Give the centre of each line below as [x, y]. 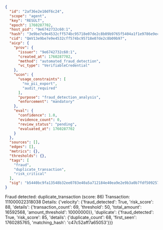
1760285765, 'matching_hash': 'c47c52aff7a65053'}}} [59, 222]
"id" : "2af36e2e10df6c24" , [37, 11]
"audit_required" [40, 88]
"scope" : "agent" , [28, 16]
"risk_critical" [30, 174]
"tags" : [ [19, 160]
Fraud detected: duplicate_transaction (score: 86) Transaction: [67, 197]
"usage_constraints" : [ [42, 79]
